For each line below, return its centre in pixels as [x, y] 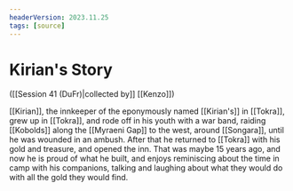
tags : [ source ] [37, 26]
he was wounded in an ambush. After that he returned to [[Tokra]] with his [145, 139]
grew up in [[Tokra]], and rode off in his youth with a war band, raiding [138, 121]
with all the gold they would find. [69, 178]
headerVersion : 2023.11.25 [59, 17]
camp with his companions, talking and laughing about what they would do [146, 168]
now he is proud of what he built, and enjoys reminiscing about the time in [144, 159]
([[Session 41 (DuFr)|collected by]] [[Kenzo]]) [92, 94]
